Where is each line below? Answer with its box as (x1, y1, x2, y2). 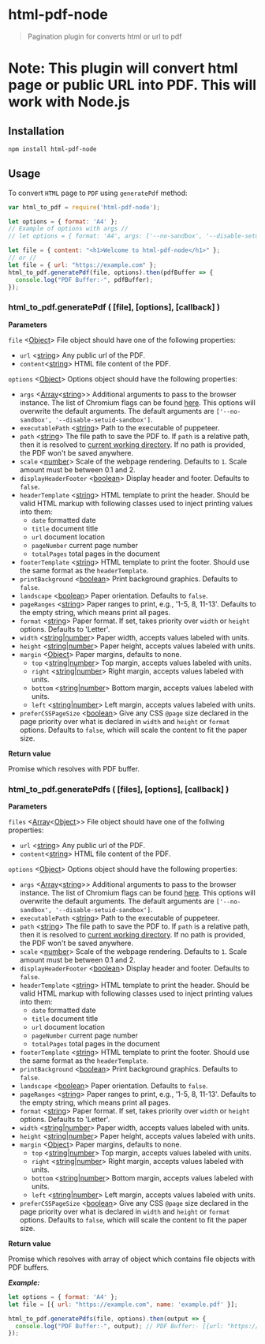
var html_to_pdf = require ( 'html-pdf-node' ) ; (8, 203, 160, 211)
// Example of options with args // (8, 225, 129, 233)
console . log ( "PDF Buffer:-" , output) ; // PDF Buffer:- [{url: (15, 1322, 224, 1330)
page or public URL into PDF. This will (8, 77, 257, 94)
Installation (8, 124, 65, 137)
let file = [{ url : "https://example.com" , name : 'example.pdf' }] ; (8, 1301, 238, 1308)
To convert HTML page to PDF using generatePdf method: (8, 188, 188, 197)
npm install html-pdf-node (8, 145, 97, 153)
